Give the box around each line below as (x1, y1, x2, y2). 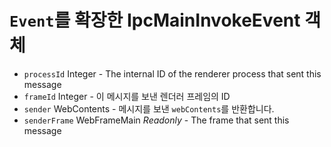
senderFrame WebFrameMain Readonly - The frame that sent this (23, 114, 290, 126)
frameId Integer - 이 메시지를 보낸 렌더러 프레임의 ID (23, 90, 231, 102)
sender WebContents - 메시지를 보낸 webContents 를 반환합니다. (23, 102, 275, 115)
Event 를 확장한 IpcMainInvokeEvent (9, 9, 301, 32)
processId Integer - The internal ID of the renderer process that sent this (23, 67, 322, 80)
